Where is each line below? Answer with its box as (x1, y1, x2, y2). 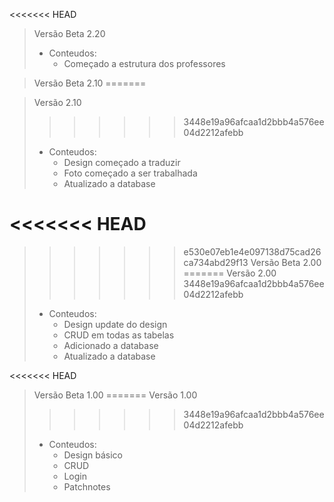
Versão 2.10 (33, 97, 82, 108)
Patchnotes (63, 480, 111, 493)
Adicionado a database (63, 339, 159, 351)
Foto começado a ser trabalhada (63, 167, 198, 179)
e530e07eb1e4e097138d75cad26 (183, 245, 322, 258)
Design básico (63, 449, 123, 461)
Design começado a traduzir (63, 157, 181, 168)
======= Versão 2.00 (183, 267, 277, 279)
